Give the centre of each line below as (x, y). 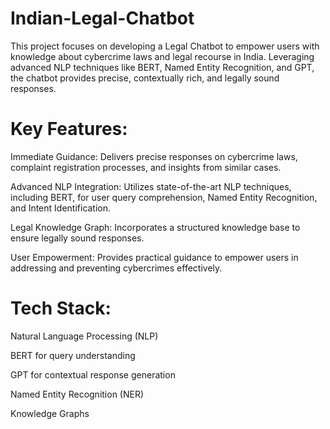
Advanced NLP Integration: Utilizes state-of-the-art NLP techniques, (151, 186)
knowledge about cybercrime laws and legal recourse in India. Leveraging (162, 56)
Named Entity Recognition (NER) (77, 394)
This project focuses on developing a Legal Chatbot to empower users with (165, 46)
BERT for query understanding (73, 355)
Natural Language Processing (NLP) (84, 336)
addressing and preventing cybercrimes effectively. (116, 268)
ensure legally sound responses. (77, 238)
